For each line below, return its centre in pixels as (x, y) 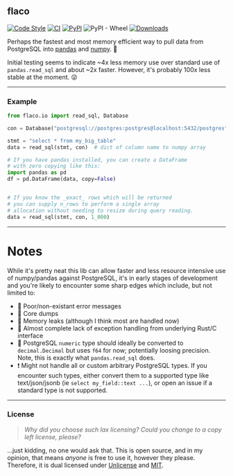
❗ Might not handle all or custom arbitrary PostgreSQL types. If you (112, 365)
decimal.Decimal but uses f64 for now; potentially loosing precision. (114, 350)
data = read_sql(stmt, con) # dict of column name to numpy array (107, 147)
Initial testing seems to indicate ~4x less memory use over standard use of (114, 62)
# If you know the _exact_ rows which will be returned (89, 198)
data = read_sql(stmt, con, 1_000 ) (59, 217)
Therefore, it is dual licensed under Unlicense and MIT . (86, 465)
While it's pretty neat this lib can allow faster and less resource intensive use (116, 270)
